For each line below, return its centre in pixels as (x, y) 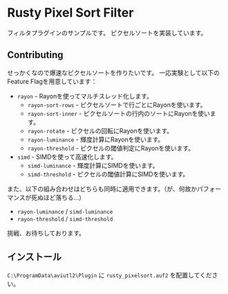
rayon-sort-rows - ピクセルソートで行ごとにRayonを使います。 (117, 105)
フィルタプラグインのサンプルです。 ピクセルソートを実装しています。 (107, 33)
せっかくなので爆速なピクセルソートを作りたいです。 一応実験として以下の (113, 72)
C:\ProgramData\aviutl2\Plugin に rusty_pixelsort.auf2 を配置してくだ (110, 275)
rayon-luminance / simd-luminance (65, 211)
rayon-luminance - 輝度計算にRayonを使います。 (96, 139)
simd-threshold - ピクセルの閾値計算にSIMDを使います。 (108, 174)
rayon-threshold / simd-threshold (65, 218)
